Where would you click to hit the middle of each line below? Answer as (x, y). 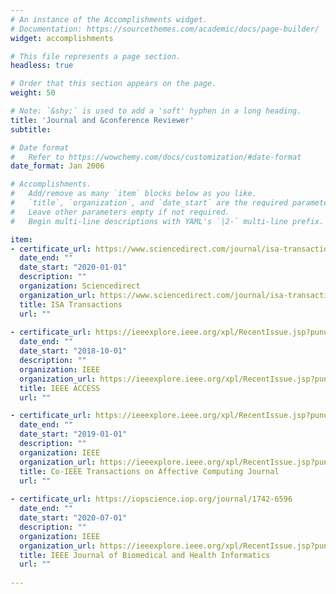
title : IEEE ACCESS (60, 388)
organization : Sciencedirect (80, 286)
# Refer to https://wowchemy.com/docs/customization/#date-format (156, 157)
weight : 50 (33, 93)
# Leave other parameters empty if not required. (120, 212)
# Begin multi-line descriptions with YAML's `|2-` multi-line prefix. (167, 221)
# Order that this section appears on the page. (113, 84)
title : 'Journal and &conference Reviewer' (102, 120)
